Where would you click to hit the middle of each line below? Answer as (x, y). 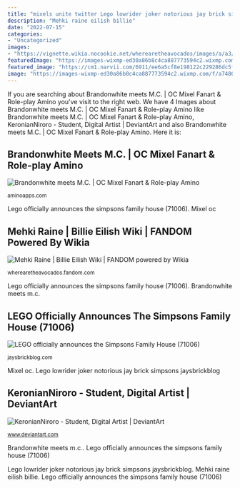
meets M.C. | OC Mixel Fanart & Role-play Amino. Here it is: (94, 132)
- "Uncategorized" (35, 41)
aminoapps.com (27, 196)
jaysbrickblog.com (30, 357)
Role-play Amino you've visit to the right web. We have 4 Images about (112, 101)
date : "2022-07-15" (36, 27)
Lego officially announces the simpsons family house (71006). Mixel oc (112, 209)
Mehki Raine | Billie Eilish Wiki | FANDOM (100, 232)
